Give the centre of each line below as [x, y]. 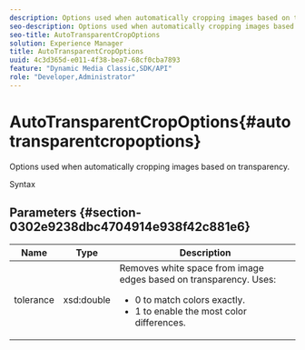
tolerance [34, 299]
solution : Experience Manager [67, 43]
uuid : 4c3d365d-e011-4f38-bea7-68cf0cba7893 [95, 60]
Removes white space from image [192, 267]
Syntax [23, 184]
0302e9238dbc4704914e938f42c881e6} [130, 227]
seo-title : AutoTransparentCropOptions [85, 35]
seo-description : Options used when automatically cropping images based [152, 26]
